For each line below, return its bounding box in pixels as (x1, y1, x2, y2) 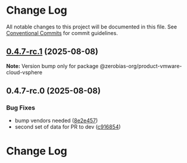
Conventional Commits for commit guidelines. (6, 29, 118, 36)
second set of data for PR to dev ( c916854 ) (14, 123, 121, 130)
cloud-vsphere (6, 69, 43, 76)
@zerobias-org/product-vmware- (99, 62, 182, 69)
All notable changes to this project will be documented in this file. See (6, 23, 177, 30)
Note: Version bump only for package (6, 62, 99, 69)
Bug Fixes (6, 104, 36, 112)
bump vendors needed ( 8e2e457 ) (14, 117, 98, 124)
